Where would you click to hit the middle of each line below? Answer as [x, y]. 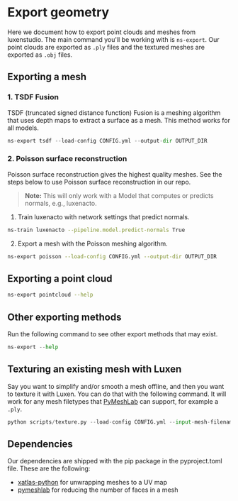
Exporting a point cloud [60, 279]
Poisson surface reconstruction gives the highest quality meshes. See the [115, 174]
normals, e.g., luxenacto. [61, 203]
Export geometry [58, 12]
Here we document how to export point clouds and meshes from [102, 32]
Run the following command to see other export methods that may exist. [113, 334]
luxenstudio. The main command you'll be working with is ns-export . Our [113, 39]
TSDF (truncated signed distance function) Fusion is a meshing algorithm [114, 112]
